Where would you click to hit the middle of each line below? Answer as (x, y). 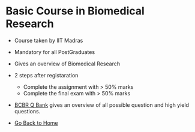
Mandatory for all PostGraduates (55, 52)
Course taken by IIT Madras (49, 40)
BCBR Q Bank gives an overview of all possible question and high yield (102, 105)
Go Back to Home (36, 123)
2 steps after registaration (46, 75)
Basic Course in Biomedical (75, 11)
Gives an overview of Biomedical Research (67, 64)
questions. (27, 111)
